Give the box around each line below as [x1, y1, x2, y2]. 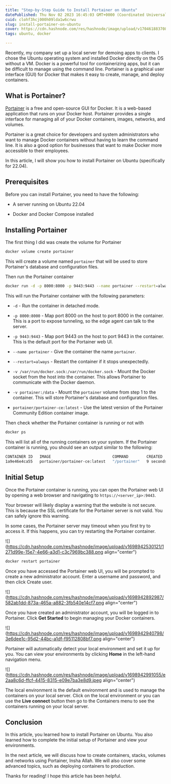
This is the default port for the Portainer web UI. [12, 339, 113, 345]
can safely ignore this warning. [5, 512, 70, 519]
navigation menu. [5, 656, 42, 663]
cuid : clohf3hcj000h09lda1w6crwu [5, 17, 76, 22]
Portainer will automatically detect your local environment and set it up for [5, 645, 160, 651]
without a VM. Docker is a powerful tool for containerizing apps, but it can [5, 61, 160, 66]
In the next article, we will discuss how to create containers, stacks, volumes [5, 752, 166, 758]
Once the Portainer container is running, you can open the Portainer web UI [5, 486, 164, 493]
